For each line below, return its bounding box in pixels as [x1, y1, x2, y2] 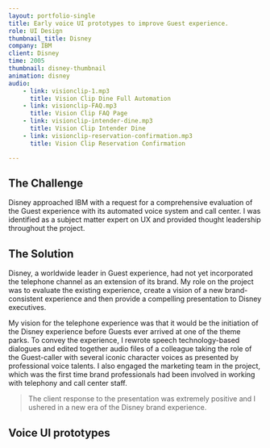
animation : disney [8, 72, 70, 80]
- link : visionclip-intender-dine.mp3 [23, 117, 153, 125]
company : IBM [8, 42, 52, 50]
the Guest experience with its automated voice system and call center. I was [8, 207, 261, 216]
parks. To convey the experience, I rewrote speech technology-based [8, 336, 240, 345]
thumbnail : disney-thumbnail [8, 65, 106, 73]
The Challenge [8, 176, 84, 190]
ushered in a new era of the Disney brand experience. [27, 403, 207, 412]
